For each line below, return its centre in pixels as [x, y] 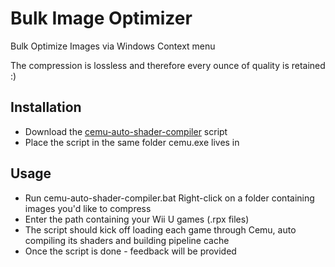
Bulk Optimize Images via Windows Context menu [113, 46]
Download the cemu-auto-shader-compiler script [126, 131]
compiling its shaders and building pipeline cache [127, 240]
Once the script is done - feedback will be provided [130, 251]
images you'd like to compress [88, 208]
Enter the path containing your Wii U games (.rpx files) [137, 219]
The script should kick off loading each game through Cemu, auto [160, 229]
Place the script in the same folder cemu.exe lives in [132, 142]
